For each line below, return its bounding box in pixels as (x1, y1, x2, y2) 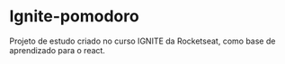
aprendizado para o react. (9, 44, 106, 55)
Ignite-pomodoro (9, 6, 139, 27)
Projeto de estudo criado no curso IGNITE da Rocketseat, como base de (9, 36, 276, 46)
